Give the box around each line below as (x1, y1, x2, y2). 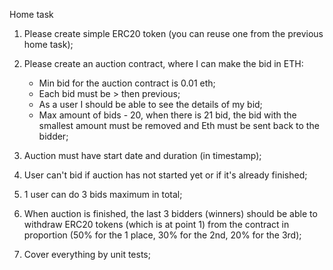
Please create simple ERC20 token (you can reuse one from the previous (23, 28, 324, 39)
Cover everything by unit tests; (23, 249, 151, 260)
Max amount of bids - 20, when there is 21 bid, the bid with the (38, 109, 297, 121)
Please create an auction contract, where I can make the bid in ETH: (23, 58, 304, 69)
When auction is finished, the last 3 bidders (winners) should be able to (23, 208, 318, 219)
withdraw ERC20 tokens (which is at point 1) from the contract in (23, 219, 290, 230)
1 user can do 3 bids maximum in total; (23, 189, 183, 200)
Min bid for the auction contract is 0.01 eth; (38, 77, 216, 89)
